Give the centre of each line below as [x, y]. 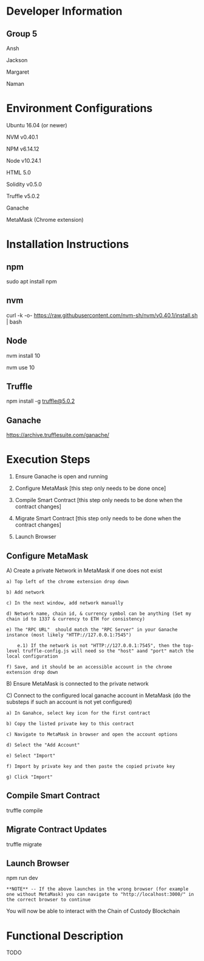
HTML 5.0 [19, 172]
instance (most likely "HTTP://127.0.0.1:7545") [69, 635]
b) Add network [25, 592]
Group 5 [22, 34]
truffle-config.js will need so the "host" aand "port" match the [108, 651]
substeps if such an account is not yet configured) [69, 701]
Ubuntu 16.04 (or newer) [37, 125]
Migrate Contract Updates [57, 830]
